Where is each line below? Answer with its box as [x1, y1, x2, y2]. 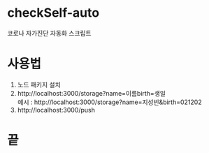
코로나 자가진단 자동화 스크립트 [7, 29, 92, 37]
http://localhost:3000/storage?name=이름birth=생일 [17, 89, 166, 97]
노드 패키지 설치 [17, 80, 61, 89]
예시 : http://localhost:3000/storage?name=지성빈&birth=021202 [17, 98, 202, 106]
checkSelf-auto [7, 5, 100, 21]
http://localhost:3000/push [17, 105, 96, 114]
